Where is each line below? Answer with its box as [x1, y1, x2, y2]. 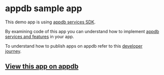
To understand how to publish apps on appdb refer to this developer [5, 43, 143, 49]
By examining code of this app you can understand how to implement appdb [5, 28, 159, 34]
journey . [5, 48, 22, 54]
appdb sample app [5, 3, 82, 14]
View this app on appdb [5, 62, 79, 71]
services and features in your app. [5, 34, 74, 39]
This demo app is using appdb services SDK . [5, 19, 96, 25]
